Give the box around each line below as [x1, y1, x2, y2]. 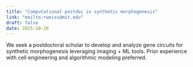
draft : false [6, 20, 39, 25]
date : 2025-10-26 [6, 25, 49, 31]
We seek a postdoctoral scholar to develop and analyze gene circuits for [6, 42, 183, 49]
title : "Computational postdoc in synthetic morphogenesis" [6, 8, 159, 15]
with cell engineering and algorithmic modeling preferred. [6, 54, 147, 61]
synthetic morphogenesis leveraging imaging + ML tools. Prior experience [6, 48, 188, 55]
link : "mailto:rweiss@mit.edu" [6, 14, 84, 20]
